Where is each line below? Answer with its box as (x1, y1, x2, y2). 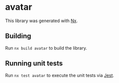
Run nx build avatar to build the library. (5, 45, 87, 51)
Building (5, 32, 31, 40)
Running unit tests (5, 59, 63, 68)
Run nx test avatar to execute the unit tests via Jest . (5, 72, 115, 78)
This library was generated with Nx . (5, 18, 78, 24)
